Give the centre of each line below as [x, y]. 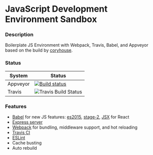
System [19, 76]
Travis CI [21, 133]
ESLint [19, 138]
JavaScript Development [56, 9]
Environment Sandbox [51, 19]
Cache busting [27, 143]
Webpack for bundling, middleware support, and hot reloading [75, 127]
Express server [27, 122]
